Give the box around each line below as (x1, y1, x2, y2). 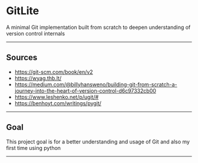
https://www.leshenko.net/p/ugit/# (14, 93, 99, 100)
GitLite (6, 4, 39, 18)
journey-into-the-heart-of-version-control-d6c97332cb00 (14, 87, 156, 94)
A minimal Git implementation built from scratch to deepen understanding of (6, 24, 191, 31)
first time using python (6, 144, 61, 151)
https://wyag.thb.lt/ (14, 74, 62, 81)
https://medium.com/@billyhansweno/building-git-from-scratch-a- (14, 81, 178, 88)
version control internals (6, 30, 65, 37)
